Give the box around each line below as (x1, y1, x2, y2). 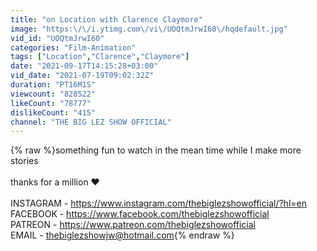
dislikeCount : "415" (10, 107, 97, 118)
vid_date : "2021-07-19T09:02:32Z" (10, 71, 155, 81)
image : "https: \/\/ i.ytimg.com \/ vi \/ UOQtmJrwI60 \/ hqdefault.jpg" (10, 24, 288, 34)
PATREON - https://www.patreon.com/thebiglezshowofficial (10, 219, 256, 231)
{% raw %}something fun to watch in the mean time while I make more (10, 144, 302, 156)
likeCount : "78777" (10, 98, 92, 108)
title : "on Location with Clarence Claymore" (10, 14, 203, 25)
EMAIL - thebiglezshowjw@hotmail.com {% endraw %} (10, 229, 235, 241)
